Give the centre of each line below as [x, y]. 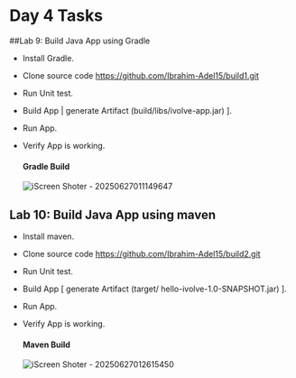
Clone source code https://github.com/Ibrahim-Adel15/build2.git [141, 254]
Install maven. [48, 236]
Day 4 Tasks [56, 16]
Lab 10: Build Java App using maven [113, 214]
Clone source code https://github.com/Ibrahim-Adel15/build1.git [141, 75]
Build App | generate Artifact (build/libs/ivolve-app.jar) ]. [127, 110]
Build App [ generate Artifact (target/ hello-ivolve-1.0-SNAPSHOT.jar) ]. [154, 289]
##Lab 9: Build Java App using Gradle [80, 41]
